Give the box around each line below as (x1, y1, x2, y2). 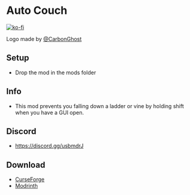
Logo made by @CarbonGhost (6, 35, 82, 42)
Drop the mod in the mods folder (14, 69, 97, 76)
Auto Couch (6, 4, 68, 18)
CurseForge (14, 176, 45, 183)
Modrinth (14, 182, 38, 190)
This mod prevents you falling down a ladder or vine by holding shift (14, 102, 184, 109)
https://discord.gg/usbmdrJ (14, 142, 84, 150)
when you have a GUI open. (14, 109, 84, 116)
